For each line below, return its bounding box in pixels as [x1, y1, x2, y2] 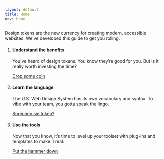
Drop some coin [12, 73, 46, 79]
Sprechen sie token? [12, 110, 55, 116]
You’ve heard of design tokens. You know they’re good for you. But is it [12, 58, 159, 64]
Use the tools [12, 122, 41, 128]
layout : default [5, 7, 39, 12]
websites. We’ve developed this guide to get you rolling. [5, 35, 120, 41]
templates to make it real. [12, 138, 65, 144]
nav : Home [5, 16, 26, 21]
